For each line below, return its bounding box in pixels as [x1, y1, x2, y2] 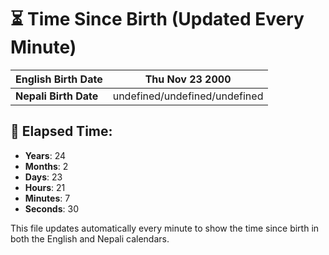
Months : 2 [24, 160, 69, 172]
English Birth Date [15, 72, 103, 86]
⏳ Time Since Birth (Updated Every [10, 8, 305, 31]
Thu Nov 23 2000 [144, 72, 232, 86]
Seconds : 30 [24, 202, 79, 215]
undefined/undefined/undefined [112, 89, 264, 103]
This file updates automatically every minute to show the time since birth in [10, 222, 320, 234]
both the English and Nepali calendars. [10, 232, 170, 245]
